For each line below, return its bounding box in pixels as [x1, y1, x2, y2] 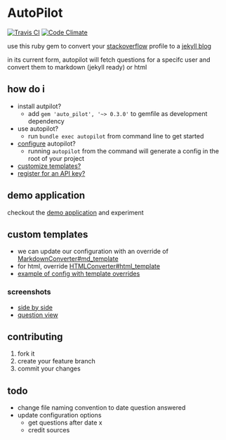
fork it [17, 349, 35, 358]
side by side [17, 303, 53, 311]
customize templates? [17, 162, 81, 170]
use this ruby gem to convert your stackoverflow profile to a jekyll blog [7, 41, 212, 50]
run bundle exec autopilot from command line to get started [27, 131, 204, 140]
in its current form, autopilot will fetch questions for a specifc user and [7, 55, 211, 64]
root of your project [27, 154, 85, 162]
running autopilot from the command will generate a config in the [27, 146, 220, 155]
